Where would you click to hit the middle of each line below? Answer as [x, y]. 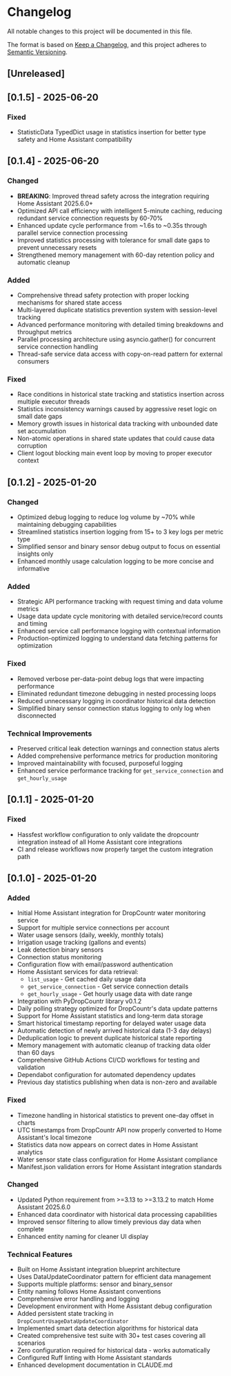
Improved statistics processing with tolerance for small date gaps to [113, 240]
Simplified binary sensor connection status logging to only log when [114, 708]
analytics [30, 1152]
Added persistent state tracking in [65, 1314]
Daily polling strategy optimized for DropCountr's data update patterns [117, 1008]
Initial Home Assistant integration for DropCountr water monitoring [111, 913]
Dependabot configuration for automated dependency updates [106, 1075]
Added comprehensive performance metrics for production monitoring [118, 756]
